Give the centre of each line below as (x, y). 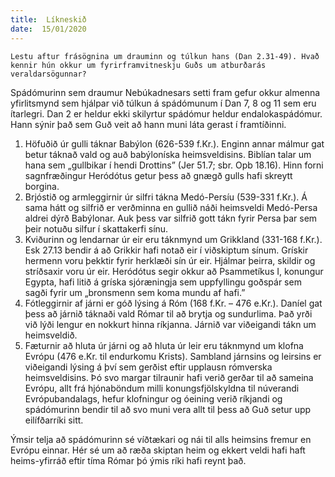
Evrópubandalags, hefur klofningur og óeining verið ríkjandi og (153, 398)
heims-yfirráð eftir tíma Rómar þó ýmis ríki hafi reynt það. (128, 460)
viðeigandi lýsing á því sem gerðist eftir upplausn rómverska (148, 367)
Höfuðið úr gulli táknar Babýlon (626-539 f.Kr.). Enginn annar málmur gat (174, 143)
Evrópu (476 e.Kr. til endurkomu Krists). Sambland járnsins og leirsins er (173, 356)
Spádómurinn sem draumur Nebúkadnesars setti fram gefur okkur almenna (165, 92)
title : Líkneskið (48, 19)
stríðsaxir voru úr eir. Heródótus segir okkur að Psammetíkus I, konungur (174, 271)
